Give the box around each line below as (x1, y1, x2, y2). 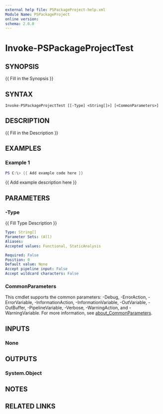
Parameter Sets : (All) (5, 234, 52, 239)
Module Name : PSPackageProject (5, 12, 70, 17)
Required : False (5, 252, 39, 258)
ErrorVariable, (5, 300, 34, 306)
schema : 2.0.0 (5, 21, 35, 26)
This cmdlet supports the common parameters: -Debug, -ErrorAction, (5, 294, 148, 300)
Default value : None (5, 262, 48, 267)
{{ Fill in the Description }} (5, 130, 59, 136)
